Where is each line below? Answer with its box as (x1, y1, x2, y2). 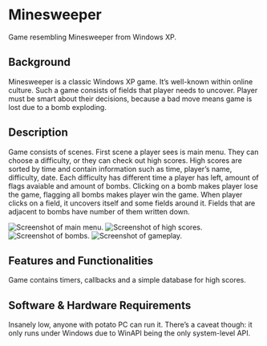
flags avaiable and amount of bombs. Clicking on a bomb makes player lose (8, 181, 258, 190)
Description (8, 126, 68, 140)
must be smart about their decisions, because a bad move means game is (8, 94, 253, 104)
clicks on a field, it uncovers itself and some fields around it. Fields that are (8, 198, 256, 208)
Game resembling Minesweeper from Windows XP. (8, 32, 176, 42)
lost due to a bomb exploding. (8, 102, 107, 112)
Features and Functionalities (8, 254, 154, 267)
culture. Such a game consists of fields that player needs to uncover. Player (8, 85, 258, 95)
